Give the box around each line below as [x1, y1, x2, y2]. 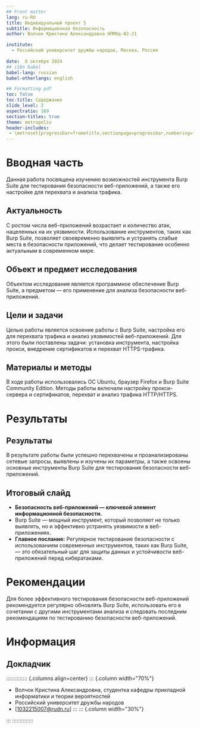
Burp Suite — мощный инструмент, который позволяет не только [14, 516, 180, 523]
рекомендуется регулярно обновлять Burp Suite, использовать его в [6, 602, 182, 609]
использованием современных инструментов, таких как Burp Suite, [14, 542, 189, 549]
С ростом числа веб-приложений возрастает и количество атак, [6, 222, 171, 229]
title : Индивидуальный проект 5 [6, 20, 86, 26]
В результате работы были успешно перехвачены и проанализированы [6, 452, 189, 459]
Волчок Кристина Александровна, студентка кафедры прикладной [14, 687, 186, 694]
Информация [6, 635, 76, 649]
